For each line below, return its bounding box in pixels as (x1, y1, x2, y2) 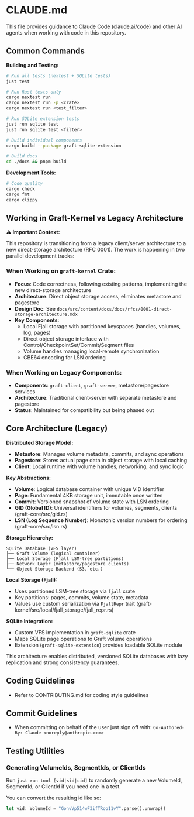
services (14, 388, 36, 395)
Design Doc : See (14, 305, 56, 312)
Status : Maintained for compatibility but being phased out (14, 407, 154, 414)
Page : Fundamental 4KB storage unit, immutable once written (14, 492, 163, 499)
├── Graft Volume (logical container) (6, 551, 101, 557)
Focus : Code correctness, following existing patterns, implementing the (14, 280, 188, 287)
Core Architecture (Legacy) (6, 424, 108, 434)
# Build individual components (6, 137, 82, 143)
